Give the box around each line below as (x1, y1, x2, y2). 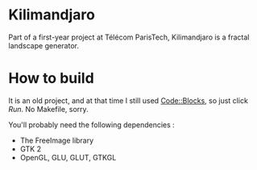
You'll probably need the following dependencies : (8, 119, 175, 130)
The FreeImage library (19, 135, 94, 145)
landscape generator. (8, 40, 79, 50)
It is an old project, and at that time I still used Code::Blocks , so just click (8, 95, 248, 106)
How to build (8, 69, 94, 88)
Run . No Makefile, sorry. (8, 104, 89, 114)
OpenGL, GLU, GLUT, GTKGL (19, 152, 117, 162)
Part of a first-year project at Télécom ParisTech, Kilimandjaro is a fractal (8, 32, 250, 42)
